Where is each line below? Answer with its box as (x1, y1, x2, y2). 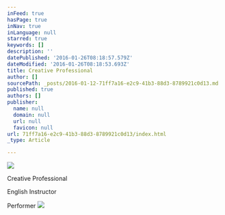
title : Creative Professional (7, 67, 94, 74)
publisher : (7, 99, 38, 106)
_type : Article (7, 137, 51, 144)
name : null (13, 105, 44, 112)
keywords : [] (7, 42, 44, 48)
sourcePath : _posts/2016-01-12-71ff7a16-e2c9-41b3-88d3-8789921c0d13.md (7, 80, 219, 87)
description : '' (7, 48, 53, 55)
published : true (7, 86, 53, 93)
